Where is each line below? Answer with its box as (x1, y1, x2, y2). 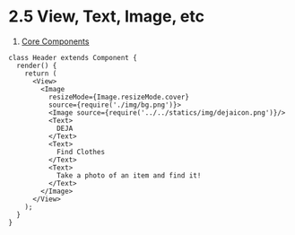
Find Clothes (56, 147, 105, 156)
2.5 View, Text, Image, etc (8, 6, 205, 27)
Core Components (21, 36, 90, 47)
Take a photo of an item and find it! (56, 170, 202, 180)
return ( (24, 69, 57, 78)
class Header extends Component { (8, 53, 138, 62)
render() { (16, 61, 57, 70)
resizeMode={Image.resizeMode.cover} (48, 92, 190, 101)
